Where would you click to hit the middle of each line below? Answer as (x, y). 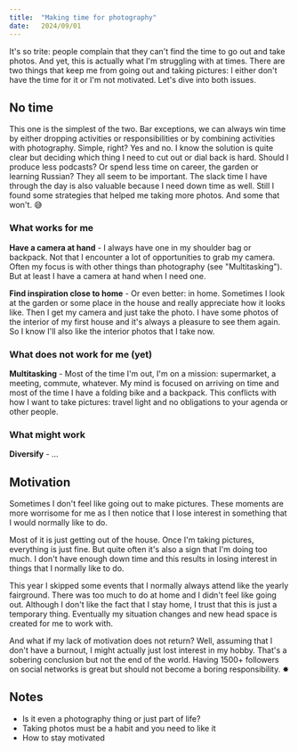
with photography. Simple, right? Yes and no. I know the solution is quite (141, 148)
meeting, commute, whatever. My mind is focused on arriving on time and (144, 383)
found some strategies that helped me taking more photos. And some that (145, 195)
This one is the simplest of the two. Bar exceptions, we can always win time (148, 129)
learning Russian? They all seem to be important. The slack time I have (138, 177)
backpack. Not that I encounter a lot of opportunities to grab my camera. (142, 257)
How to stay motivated (63, 738)
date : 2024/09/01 (45, 26)
